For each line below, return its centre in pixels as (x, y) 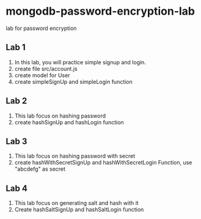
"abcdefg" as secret (40, 169)
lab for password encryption (41, 28)
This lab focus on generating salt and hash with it (76, 203)
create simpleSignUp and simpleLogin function (73, 81)
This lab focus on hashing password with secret (75, 156)
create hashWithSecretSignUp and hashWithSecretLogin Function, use (103, 163)
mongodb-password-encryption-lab (100, 11)
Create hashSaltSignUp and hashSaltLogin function (79, 210)
